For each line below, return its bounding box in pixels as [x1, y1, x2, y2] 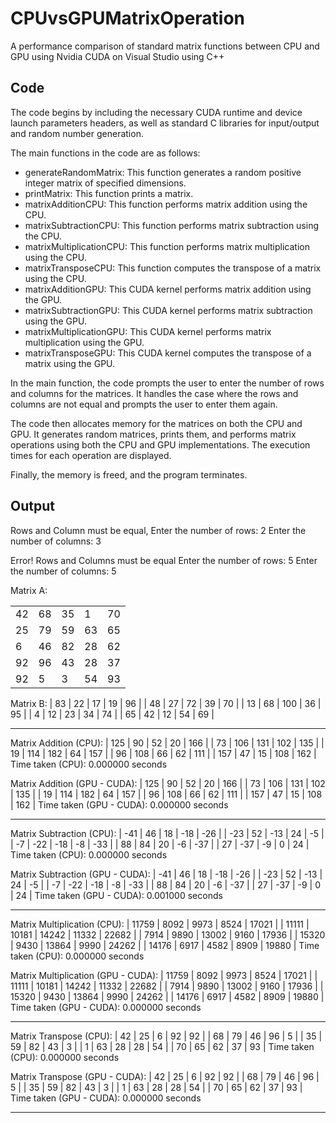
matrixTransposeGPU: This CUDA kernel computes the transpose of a [24, 347, 312, 359]
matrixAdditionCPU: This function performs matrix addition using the [24, 198, 308, 210]
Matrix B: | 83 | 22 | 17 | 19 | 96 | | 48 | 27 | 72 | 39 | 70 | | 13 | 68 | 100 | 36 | [10, 697, 322, 709]
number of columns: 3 [10, 535, 102, 547]
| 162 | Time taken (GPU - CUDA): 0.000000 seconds [10, 798, 229, 811]
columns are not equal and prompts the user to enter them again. [10, 398, 278, 410]
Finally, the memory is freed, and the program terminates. [10, 468, 248, 481]
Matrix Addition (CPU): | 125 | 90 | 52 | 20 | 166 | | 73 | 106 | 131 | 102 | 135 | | [10, 737, 325, 749]
